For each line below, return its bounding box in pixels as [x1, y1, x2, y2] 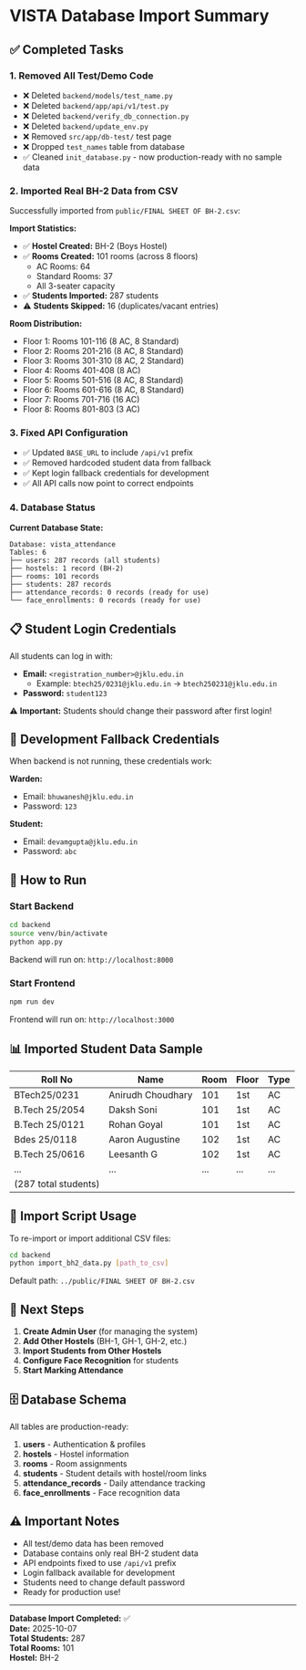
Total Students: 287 [9, 1633, 86, 1644]
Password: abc [22, 846, 77, 857]
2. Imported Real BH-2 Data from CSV [9, 184, 178, 197]
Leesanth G [108, 1147, 158, 1160]
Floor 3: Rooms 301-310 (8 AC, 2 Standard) [22, 355, 185, 366]
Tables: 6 [9, 548, 47, 557]
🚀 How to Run [9, 872, 87, 888]
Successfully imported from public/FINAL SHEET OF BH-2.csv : [9, 205, 241, 216]
